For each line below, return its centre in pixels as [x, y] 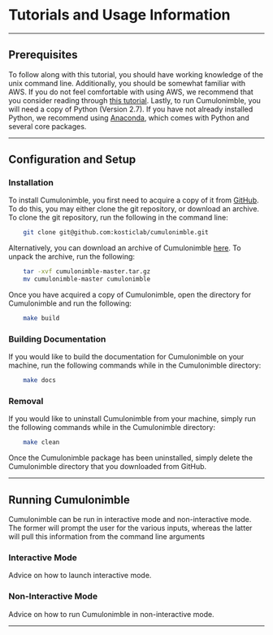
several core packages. [48, 126]
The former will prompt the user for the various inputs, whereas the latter [130, 528]
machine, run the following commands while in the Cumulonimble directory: [135, 365]
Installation [31, 183]
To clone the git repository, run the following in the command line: [119, 218]
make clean [41, 442]
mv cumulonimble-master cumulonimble [87, 279]
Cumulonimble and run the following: [70, 303]
